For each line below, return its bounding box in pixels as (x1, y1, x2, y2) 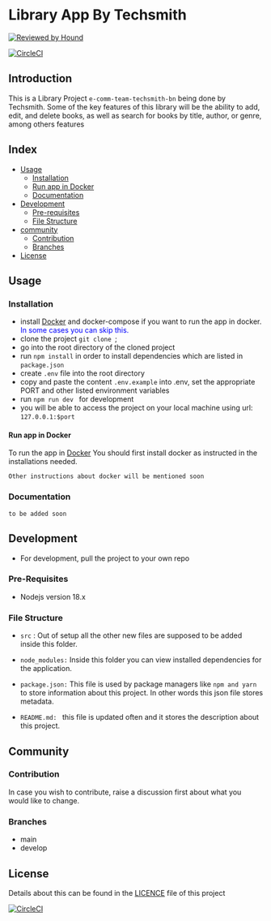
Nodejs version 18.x (19, 592, 87, 601)
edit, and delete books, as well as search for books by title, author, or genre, (8, 110, 262, 120)
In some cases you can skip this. (19, 325, 129, 335)
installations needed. (8, 457, 78, 467)
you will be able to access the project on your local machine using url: (19, 403, 253, 413)
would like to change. (8, 795, 79, 805)
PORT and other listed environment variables (19, 385, 170, 395)
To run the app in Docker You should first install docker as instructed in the (8, 448, 257, 458)
